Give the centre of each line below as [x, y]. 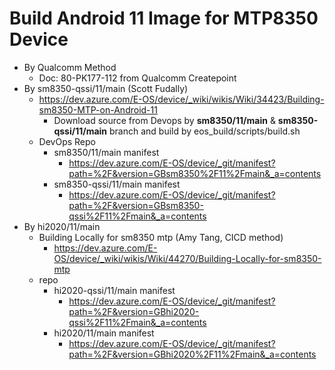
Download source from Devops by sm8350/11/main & [164, 120]
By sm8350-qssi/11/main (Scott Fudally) [106, 88]
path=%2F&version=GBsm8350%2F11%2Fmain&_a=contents [195, 173]
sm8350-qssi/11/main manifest [117, 184]
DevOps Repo [67, 141]
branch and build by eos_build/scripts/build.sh [204, 131]
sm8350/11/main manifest [106, 152]
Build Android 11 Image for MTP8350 [164, 18]
